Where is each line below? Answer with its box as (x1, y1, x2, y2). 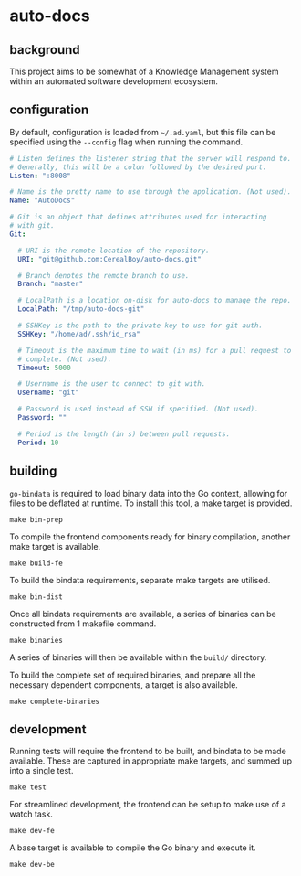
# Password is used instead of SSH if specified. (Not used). (17, 404, 259, 414)
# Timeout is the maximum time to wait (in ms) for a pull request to (17, 346, 292, 355)
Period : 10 (17, 438, 59, 447)
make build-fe (9, 559, 64, 568)
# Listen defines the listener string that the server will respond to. (9, 154, 292, 163)
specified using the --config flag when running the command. (9, 136, 244, 147)
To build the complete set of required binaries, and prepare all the (9, 669, 256, 680)
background (9, 42, 80, 58)
